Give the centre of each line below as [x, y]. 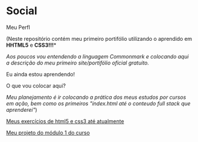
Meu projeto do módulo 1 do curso [48, 133]
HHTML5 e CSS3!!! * [31, 45]
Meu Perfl [18, 27]
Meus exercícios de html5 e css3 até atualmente [65, 121]
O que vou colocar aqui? [36, 85]
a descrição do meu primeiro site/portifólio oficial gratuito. [78, 63]
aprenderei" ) [22, 109]
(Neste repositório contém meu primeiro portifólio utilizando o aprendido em [99, 38]
